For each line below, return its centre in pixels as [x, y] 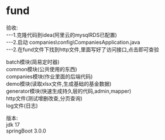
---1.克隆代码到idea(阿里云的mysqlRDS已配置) [61, 35]
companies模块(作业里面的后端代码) [49, 76]
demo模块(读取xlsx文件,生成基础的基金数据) [59, 83]
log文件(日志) [22, 106]
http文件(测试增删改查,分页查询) [44, 98]
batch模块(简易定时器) [33, 62]
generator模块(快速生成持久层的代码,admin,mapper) [69, 91]
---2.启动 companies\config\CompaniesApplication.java [73, 42]
